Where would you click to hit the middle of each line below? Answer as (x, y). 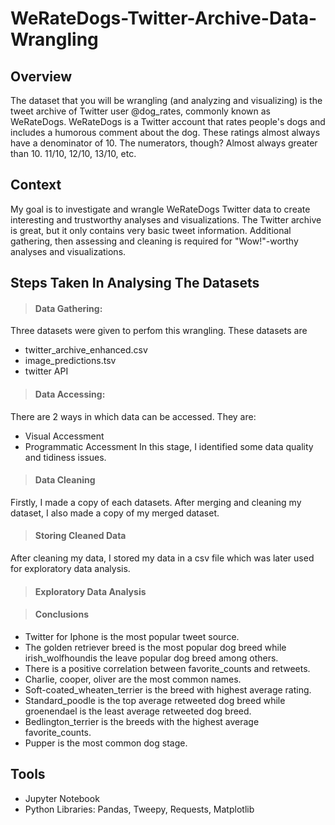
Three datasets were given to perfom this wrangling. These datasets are (159, 331)
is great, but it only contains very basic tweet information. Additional (151, 230)
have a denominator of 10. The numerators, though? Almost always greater (164, 143)
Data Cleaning (65, 480)
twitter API (46, 371)
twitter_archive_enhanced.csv (86, 350)
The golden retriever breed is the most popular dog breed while (155, 647)
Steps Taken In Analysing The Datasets (135, 283)
